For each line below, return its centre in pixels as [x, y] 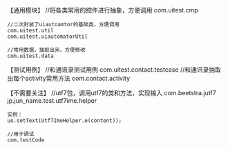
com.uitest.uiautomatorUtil [48, 37]
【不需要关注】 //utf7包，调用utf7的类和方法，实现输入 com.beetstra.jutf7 [112, 93]
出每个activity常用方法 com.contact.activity [69, 78]
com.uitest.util [30, 30]
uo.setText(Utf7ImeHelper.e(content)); [65, 121]
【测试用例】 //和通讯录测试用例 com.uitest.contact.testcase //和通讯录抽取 [114, 70]
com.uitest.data [30, 56]
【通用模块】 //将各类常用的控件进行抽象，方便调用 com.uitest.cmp [103, 10]
